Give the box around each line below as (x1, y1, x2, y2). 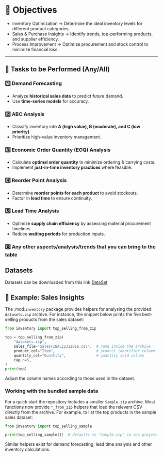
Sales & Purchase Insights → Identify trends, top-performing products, (12, 31, 153, 37)
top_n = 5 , (14, 358, 32, 362)
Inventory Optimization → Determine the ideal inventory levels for (12, 20, 143, 26)
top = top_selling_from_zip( (5, 335, 64, 340)
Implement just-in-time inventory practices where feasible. (12, 164, 132, 170)
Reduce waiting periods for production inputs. (12, 231, 105, 237)
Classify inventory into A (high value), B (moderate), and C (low (12, 123, 141, 129)
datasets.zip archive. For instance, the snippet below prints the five (5, 312, 141, 318)
